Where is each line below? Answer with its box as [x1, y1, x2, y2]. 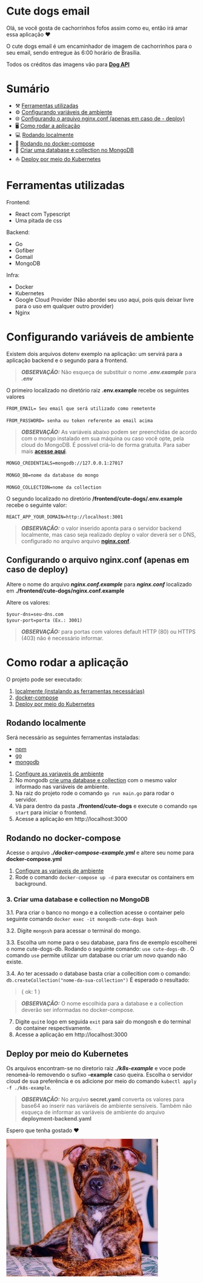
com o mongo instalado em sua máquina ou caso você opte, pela [21, 435, 184, 442]
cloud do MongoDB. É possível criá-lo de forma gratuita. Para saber [21, 441, 191, 448]
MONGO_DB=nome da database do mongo [6, 472, 99, 478]
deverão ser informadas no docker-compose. [21, 1007, 135, 1014]
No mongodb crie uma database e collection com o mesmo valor [15, 777, 177, 784]
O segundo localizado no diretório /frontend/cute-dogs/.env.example [6, 495, 183, 502]
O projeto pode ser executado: [6, 675, 83, 683]
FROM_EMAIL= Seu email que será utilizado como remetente [6, 405, 156, 412]
